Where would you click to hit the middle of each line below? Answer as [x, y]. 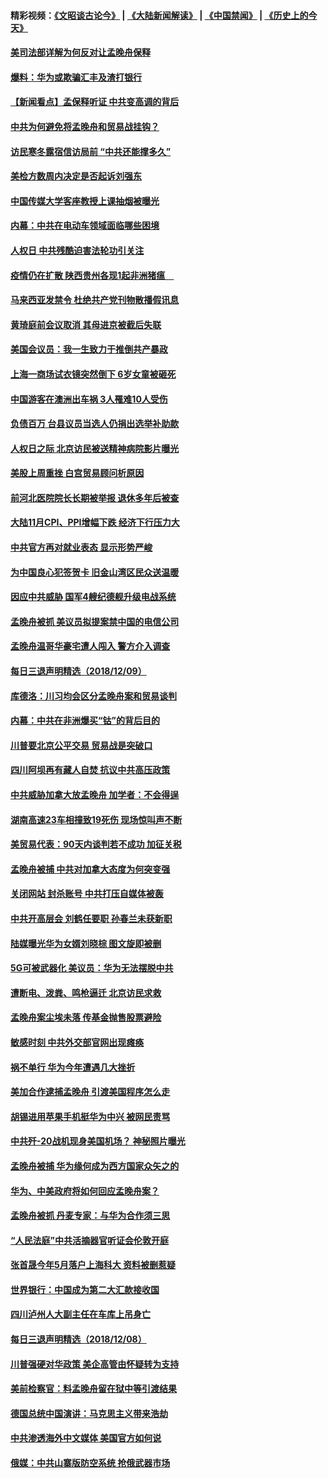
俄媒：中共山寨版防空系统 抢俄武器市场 [90, 1463]
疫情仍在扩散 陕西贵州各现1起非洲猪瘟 [88, 275]
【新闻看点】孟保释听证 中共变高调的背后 [95, 102]
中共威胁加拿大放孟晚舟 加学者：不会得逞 [95, 794]
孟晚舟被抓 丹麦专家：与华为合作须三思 [90, 1216]
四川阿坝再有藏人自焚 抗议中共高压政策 [90, 770]
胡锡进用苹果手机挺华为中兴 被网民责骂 [90, 1116]
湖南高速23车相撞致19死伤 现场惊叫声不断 [96, 819]
